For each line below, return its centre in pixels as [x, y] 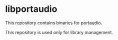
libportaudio [31, 9]
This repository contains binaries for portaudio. [54, 23]
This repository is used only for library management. [59, 32]
